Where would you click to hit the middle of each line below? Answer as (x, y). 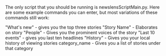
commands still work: (27, 18)
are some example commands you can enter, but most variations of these (81, 12)
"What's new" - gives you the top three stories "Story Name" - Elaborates (81, 27)
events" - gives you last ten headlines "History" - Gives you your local (77, 38)
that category (19, 48)
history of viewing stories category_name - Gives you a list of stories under (83, 43)
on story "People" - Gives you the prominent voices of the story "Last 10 (80, 32)
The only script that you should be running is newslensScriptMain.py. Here (82, 7)
